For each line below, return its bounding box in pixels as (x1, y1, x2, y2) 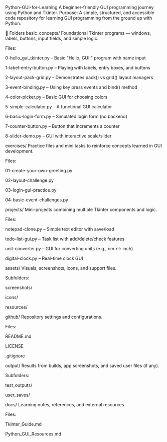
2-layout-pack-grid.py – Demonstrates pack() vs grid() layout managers (5, 75, 153, 80)
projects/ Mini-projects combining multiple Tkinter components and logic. (5, 206, 157, 212)
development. (5, 148, 34, 154)
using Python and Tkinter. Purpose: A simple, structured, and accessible (5, 10, 154, 16)
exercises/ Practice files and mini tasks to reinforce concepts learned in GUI (5, 143, 162, 149)
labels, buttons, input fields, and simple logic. (5, 35, 99, 41)
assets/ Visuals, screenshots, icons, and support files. (5, 265, 117, 271)
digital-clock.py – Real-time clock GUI (5, 255, 83, 261)
